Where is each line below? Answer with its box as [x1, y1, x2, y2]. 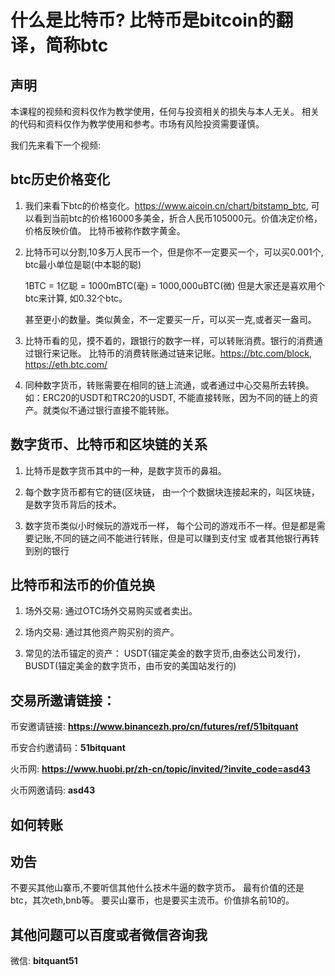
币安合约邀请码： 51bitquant [10, 742, 126, 754]
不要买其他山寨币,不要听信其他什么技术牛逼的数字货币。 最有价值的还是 [10, 882, 305, 894]
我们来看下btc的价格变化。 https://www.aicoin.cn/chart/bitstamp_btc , [24, 199, 309, 211]
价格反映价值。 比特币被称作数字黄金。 [24, 224, 186, 236]
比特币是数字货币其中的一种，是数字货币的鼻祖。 [24, 464, 227, 476]
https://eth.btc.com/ [24, 358, 108, 370]
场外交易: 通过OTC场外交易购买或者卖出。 [24, 605, 198, 617]
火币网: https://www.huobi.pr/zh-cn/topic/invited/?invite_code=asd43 [10, 763, 311, 775]
